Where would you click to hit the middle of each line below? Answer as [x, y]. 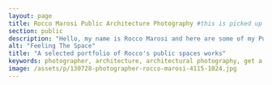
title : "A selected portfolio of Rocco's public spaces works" [117, 53]
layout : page [30, 16]
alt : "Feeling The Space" [52, 46]
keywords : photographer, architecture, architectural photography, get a [136, 62]
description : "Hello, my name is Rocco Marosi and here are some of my [132, 38]
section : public [36, 31]
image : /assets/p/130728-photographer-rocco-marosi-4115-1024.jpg [123, 69]
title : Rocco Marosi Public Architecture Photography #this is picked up [136, 23]
